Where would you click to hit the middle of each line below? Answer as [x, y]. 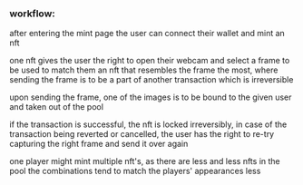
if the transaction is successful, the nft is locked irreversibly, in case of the [148, 124]
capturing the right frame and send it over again [99, 144]
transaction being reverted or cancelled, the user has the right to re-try [142, 134]
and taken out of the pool [57, 107]
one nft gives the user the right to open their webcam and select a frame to [150, 61]
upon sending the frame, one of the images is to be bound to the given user [151, 97]
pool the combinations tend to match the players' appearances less [135, 171]
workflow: [33, 14]
